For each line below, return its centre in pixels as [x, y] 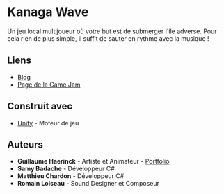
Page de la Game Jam [49, 85]
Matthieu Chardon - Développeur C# [71, 176]
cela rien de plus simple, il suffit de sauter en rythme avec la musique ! [109, 38]
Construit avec [40, 106]
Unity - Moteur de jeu [48, 123]
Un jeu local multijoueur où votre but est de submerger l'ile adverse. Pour [112, 31]
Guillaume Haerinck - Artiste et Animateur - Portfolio [93, 161]
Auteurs [25, 144]
